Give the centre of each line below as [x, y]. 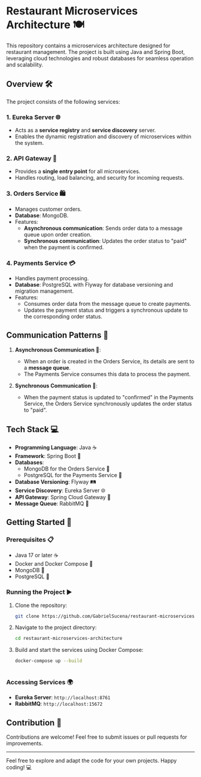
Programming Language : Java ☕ [56, 447]
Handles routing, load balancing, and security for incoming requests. [99, 178]
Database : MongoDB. [42, 215]
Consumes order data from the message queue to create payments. [107, 303]
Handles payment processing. [52, 278]
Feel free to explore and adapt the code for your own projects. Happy [92, 761]
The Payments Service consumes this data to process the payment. [107, 374]
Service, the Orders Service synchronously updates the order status [108, 403]
